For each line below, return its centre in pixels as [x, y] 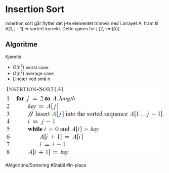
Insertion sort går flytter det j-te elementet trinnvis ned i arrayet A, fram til [82, 23]
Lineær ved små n [31, 79]
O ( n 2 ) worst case [31, 67]
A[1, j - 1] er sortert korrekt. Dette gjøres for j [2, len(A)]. [63, 28]
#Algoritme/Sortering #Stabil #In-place [46, 165]
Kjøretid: [14, 56]
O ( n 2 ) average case [33, 73]
